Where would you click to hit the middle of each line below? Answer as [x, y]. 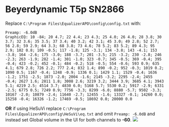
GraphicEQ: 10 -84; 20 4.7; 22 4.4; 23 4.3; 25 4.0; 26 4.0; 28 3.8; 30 [83, 37]
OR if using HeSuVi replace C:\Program [46, 108]
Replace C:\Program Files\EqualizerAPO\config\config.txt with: [73, 23]
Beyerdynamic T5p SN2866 [65, 9]
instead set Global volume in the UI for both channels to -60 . [68, 119]
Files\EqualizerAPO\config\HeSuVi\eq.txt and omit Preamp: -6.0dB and [80, 114]
